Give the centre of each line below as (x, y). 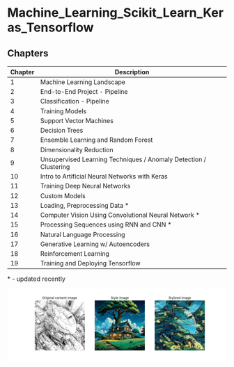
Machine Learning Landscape (83, 82)
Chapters (28, 53)
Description (132, 72)
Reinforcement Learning (75, 254)
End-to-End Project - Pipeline (84, 91)
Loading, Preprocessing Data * (85, 205)
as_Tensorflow (50, 27)
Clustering (55, 166)
